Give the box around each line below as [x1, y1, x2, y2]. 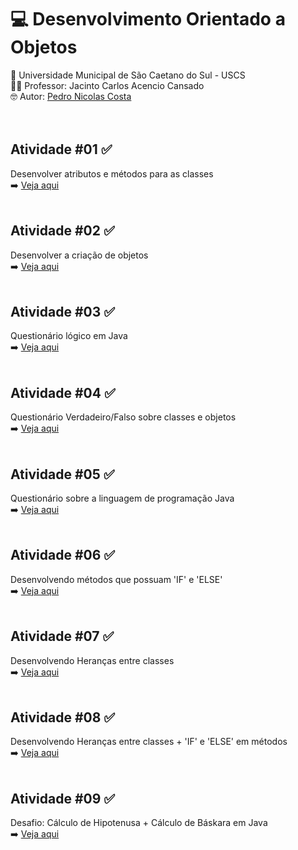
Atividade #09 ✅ [10, 790, 116, 807]
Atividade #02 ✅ [10, 222, 115, 240]
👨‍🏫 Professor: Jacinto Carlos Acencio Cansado [10, 79, 205, 91]
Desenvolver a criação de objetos [10, 249, 149, 261]
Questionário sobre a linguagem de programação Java [10, 492, 235, 504]
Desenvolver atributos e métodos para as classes [10, 167, 214, 180]
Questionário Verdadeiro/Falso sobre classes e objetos [10, 411, 237, 423]
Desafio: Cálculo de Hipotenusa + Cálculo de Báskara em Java [10, 817, 268, 829]
